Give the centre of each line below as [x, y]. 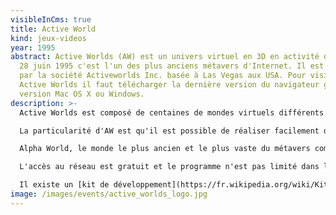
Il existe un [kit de [64, 185]
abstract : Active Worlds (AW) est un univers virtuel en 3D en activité [165, 57]
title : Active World [53, 29]
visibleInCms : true [51, 19]
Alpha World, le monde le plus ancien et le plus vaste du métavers [165, 149]
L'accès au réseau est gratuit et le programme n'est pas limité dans [169, 167]
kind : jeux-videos [48, 38]
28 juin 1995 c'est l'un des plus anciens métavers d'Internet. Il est [172, 66]
